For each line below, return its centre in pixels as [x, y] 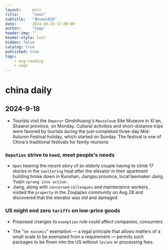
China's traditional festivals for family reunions [60, 142]
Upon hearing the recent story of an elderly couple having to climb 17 [83, 166]
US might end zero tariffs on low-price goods [63, 210]
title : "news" [26, 14]
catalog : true [20, 47]
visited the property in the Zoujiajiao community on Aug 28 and [78, 192]
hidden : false [20, 42]
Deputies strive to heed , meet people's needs [60, 155]
